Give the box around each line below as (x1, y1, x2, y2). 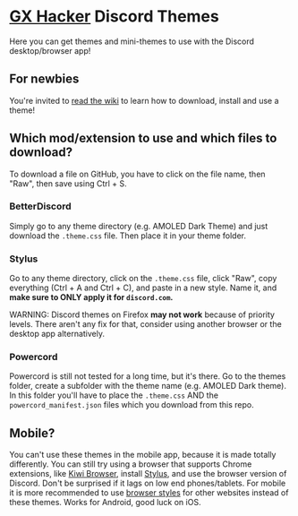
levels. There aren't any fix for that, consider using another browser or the (9, 319, 282, 330)
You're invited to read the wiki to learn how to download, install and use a (9, 95, 279, 106)
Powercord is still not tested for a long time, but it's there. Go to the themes (9, 371, 286, 382)
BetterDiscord (9, 200, 72, 212)
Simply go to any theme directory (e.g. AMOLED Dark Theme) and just (9, 220, 268, 231)
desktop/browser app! (9, 45, 91, 56)
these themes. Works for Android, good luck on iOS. (9, 497, 201, 508)
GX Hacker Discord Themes (9, 6, 219, 27)
